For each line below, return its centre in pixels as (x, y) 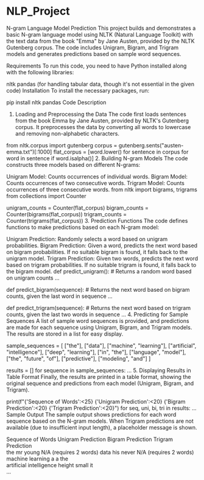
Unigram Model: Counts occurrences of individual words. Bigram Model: (97, 176)
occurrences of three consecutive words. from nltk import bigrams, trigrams (102, 189)
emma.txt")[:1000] (29, 152)
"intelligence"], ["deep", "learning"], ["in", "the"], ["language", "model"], (96, 352)
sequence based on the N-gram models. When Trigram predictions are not (100, 421)
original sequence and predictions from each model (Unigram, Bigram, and (100, 383)
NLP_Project (38, 11)
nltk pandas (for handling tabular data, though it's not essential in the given (100, 84)
